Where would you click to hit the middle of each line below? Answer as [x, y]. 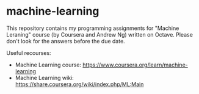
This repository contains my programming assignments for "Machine [93, 28]
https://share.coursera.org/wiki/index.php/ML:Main [79, 84]
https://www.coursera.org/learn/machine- [135, 65]
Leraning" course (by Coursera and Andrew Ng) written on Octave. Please [100, 34]
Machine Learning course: [48, 65]
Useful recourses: [29, 52]
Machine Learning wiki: [45, 78]
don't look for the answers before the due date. [66, 41]
